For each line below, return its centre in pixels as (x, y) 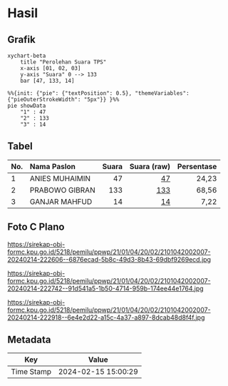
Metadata (29, 340)
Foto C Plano (36, 227)
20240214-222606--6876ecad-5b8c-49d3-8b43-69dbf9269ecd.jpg (109, 259)
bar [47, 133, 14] (47, 81)
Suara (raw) (150, 166)
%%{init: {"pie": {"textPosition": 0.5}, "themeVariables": (99, 93)
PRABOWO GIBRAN (62, 190)
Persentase (197, 166)
